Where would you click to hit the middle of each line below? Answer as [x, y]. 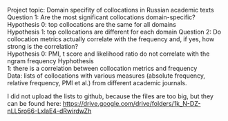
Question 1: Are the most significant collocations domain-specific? [101, 17]
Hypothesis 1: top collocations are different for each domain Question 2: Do [114, 32]
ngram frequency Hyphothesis [51, 61]
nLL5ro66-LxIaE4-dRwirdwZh [49, 111]
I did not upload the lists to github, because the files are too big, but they [111, 96]
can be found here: [34, 103]
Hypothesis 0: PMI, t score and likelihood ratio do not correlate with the [108, 54]
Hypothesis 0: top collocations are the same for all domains [92, 24]
